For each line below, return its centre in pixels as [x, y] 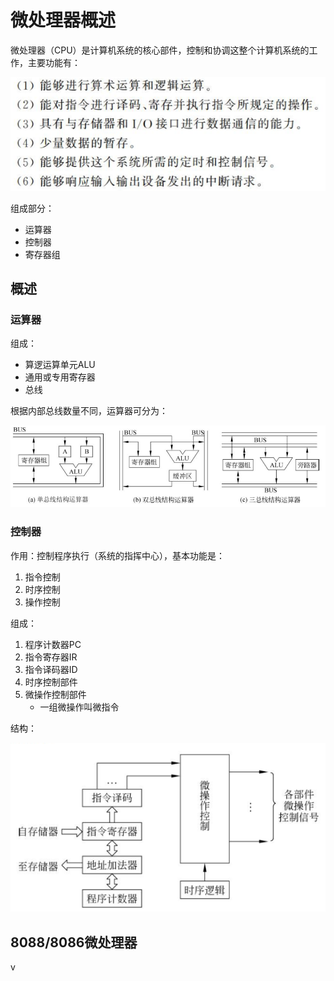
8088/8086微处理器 [74, 942]
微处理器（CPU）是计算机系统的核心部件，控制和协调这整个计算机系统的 [160, 50]
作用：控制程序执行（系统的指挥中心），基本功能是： [117, 555]
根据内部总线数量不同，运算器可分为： [89, 411]
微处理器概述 [63, 20]
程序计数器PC [53, 644]
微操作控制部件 [55, 694]
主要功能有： [54, 62]
